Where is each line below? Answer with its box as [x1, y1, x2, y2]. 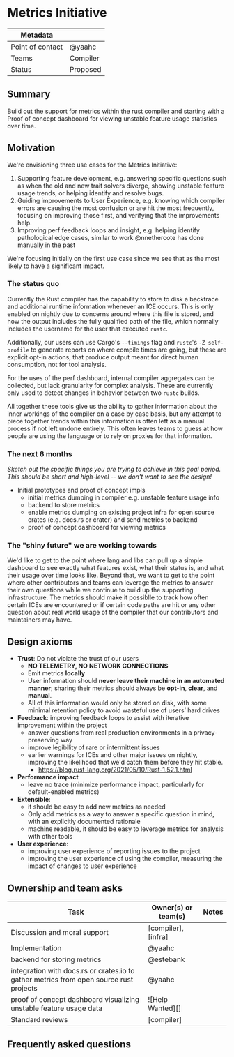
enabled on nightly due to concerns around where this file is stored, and [7, 309, 214, 318]
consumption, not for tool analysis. [7, 360, 107, 368]
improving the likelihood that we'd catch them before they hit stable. [27, 758, 224, 767]
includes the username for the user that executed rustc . [7, 324, 169, 333]
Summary [7, 89, 51, 100]
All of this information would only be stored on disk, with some [27, 699, 207, 707]
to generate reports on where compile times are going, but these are [31, 345, 227, 354]
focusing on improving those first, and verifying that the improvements [17, 211, 220, 219]
